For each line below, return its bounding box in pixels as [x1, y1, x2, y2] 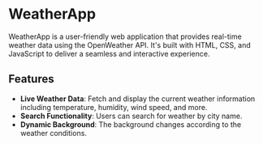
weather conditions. [19, 128, 88, 138]
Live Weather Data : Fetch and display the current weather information [19, 94, 256, 104]
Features [8, 72, 54, 86]
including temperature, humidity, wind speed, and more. [19, 102, 208, 112]
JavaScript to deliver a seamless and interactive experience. [8, 49, 210, 58]
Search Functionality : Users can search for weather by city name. [19, 111, 243, 121]
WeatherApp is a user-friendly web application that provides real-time [8, 32, 242, 41]
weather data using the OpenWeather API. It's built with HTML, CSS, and [8, 40, 251, 49]
